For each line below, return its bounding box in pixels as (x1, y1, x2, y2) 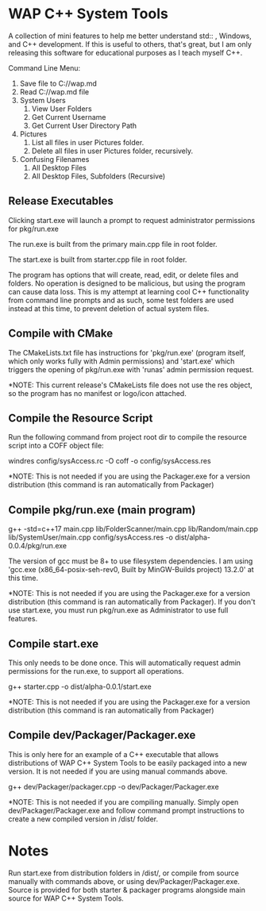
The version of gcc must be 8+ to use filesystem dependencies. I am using (8, 556, 253, 566)
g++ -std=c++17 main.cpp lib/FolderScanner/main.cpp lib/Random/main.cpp (8, 525, 259, 534)
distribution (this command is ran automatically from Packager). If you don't (8, 597, 256, 607)
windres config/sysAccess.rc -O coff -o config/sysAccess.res (8, 456, 212, 466)
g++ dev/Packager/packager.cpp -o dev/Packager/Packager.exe (8, 782, 220, 791)
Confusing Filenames (19, 154, 90, 163)
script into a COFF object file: (8, 441, 105, 451)
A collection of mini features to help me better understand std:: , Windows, (8, 31, 252, 40)
